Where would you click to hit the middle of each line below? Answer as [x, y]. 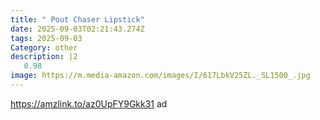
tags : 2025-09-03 [46, 38]
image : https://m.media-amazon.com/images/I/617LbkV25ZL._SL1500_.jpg [160, 76]
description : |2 [44, 57]
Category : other [44, 47]
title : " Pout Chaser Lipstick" [77, 19]
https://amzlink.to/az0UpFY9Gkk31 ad [89, 103]
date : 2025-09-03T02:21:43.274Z [77, 29]
